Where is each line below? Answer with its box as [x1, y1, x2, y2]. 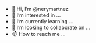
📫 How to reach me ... [11, 31, 66, 37]
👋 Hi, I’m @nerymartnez [11, 6, 69, 12]
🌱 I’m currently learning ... [11, 18, 74, 24]
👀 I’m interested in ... [11, 12, 61, 19]
